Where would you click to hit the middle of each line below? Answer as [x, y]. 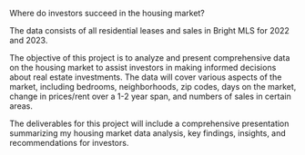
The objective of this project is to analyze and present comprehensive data [150, 58]
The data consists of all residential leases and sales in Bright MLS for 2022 [149, 30]
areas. [21, 106]
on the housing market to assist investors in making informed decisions [143, 68]
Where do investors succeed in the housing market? [107, 13]
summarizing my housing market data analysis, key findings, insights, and [148, 133]
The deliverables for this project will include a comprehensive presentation [149, 123]
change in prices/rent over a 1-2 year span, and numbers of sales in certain [150, 96]
